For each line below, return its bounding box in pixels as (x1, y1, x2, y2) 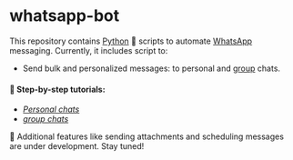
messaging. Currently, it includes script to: (9, 45, 168, 55)
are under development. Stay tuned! (9, 141, 145, 152)
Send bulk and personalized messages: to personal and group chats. (22, 63, 280, 74)
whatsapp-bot (9, 5, 120, 26)
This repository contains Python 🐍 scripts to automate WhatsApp (9, 35, 253, 46)
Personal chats (22, 104, 80, 115)
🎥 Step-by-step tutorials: (9, 84, 106, 95)
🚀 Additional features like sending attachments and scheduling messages (9, 131, 285, 142)
